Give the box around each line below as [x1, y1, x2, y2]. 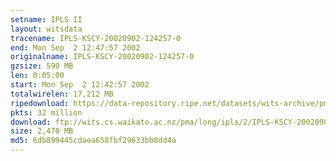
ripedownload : [10, 98, 70, 108]
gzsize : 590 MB [10, 61, 74, 71]
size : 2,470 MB [10, 126, 74, 136]
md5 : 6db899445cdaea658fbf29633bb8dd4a [10, 136, 177, 146]
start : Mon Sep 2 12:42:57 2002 [10, 80, 150, 90]
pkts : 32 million [10, 107, 83, 118]
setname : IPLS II [10, 14, 83, 25]
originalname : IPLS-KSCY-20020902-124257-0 [10, 52, 195, 62]
